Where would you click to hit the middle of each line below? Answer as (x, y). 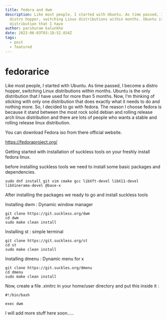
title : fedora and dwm (29, 10)
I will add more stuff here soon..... (40, 313)
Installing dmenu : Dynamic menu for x (44, 259)
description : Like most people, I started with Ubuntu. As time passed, (82, 14)
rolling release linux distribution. (38, 122)
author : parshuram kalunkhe (34, 28)
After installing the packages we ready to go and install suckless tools (77, 195)
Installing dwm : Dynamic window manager (49, 204)
